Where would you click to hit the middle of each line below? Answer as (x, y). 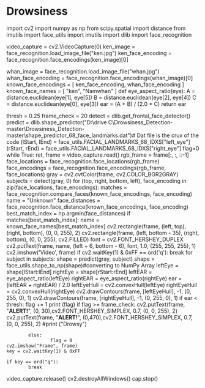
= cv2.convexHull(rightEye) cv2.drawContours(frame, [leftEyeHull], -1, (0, (99, 291)
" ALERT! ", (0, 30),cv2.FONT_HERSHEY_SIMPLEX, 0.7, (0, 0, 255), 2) (92, 311)
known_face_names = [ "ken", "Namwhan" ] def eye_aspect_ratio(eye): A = (101, 91)
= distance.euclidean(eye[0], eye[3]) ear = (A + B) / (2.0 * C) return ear (96, 104)
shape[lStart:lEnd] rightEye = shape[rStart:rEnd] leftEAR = (79, 272)
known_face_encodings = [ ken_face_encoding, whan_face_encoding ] (95, 84)
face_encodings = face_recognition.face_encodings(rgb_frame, (86, 168)
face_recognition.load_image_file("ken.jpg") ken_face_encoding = (89, 53)
